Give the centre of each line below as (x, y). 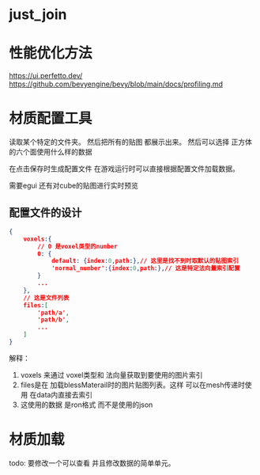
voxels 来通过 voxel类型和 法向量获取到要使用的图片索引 (112, 374)
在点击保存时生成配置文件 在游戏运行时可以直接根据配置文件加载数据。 (124, 169)
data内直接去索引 (64, 394)
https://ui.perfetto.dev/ (46, 76)
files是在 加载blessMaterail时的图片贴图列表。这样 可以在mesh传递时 (133, 385)
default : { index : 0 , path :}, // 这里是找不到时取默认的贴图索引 (145, 261)
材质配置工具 (51, 118)
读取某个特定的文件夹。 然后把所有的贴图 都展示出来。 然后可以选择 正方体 (130, 142)
